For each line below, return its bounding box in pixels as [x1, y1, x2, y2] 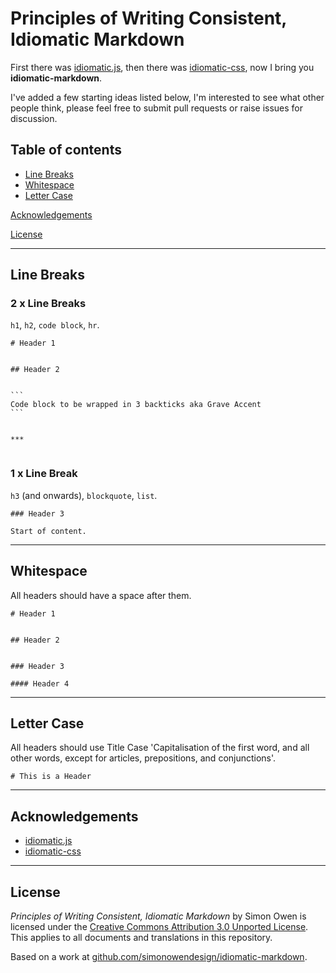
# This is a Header [10, 772, 92, 782]
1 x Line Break [10, 467, 78, 481]
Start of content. [10, 526, 87, 536]
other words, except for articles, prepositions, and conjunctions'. [10, 752, 277, 764]
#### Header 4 [10, 678, 70, 689]
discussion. [10, 112, 58, 124]
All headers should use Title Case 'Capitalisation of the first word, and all [10, 742, 310, 754]
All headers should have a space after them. [10, 589, 192, 601]
